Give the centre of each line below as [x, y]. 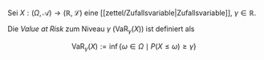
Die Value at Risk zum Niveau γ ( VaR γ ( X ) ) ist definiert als [101, 30]
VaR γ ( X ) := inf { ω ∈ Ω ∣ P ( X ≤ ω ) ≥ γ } [134, 47]
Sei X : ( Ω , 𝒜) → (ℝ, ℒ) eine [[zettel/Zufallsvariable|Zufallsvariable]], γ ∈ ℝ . [132, 13]
